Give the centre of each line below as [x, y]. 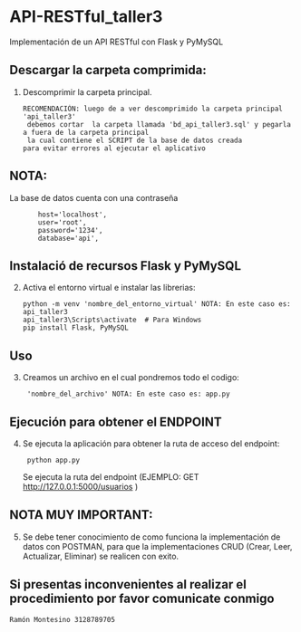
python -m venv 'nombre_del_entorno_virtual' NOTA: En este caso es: [157, 304]
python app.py [53, 460]
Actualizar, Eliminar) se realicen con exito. [101, 556]
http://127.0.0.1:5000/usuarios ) [80, 487]
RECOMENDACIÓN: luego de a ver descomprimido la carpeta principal [152, 109]
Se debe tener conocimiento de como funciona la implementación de [151, 537]
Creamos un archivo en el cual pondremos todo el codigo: [131, 378]
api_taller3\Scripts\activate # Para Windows [112, 320]
